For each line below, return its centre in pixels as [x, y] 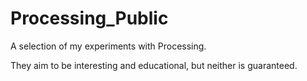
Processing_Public [89, 18]
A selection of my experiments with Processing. [108, 46]
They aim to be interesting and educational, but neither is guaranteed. [154, 65]
